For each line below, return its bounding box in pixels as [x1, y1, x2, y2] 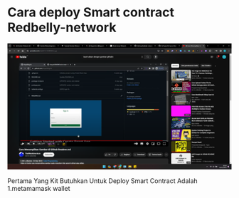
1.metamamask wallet [7, 184, 70, 193]
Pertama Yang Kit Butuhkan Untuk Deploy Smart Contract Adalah [7, 177, 198, 185]
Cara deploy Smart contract [7, 4, 174, 21]
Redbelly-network [7, 19, 117, 36]
